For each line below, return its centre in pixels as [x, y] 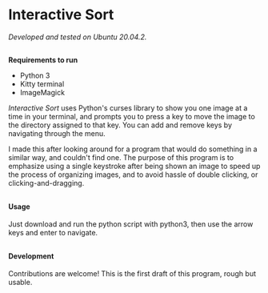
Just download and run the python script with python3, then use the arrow [131, 224]
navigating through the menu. [57, 134]
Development [31, 256]
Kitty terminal [42, 84]
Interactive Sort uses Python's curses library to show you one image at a [128, 108]
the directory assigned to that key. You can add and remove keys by [120, 125]
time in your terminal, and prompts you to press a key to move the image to [132, 117]
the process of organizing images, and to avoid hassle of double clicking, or [133, 175]
